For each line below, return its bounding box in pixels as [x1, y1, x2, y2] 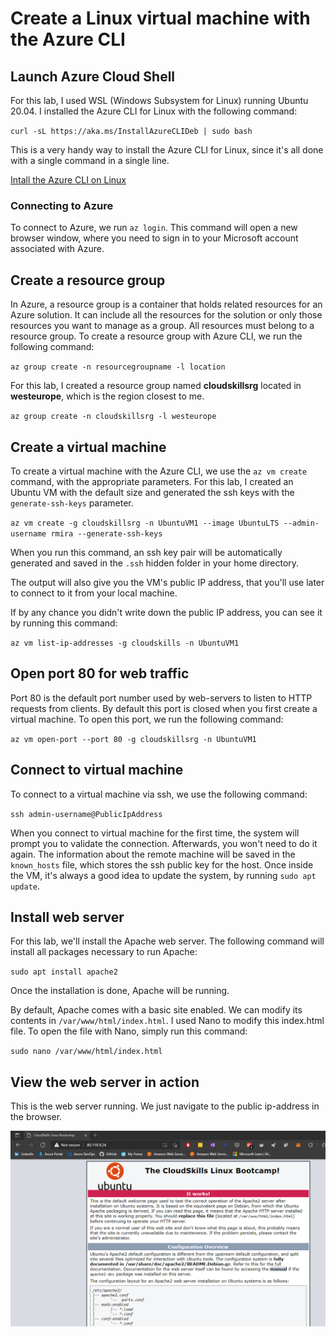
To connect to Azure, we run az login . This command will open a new [10, 222, 298, 234]
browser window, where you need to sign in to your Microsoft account [10, 232, 299, 244]
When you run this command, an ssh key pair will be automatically [10, 546, 283, 558]
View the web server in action [10, 1073, 200, 1091]
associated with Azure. [10, 243, 105, 255]
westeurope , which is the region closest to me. [10, 390, 205, 402]
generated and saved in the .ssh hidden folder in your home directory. [10, 557, 300, 569]
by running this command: [10, 617, 118, 629]
